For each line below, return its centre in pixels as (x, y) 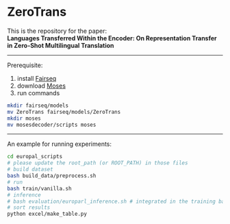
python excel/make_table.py (47, 214)
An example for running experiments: (59, 144)
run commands (38, 92)
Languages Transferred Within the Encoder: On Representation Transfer (112, 38)
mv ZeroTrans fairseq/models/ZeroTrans (64, 112)
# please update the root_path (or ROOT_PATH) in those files (98, 163)
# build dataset (30, 170)
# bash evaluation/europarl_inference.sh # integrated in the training (111, 201)
